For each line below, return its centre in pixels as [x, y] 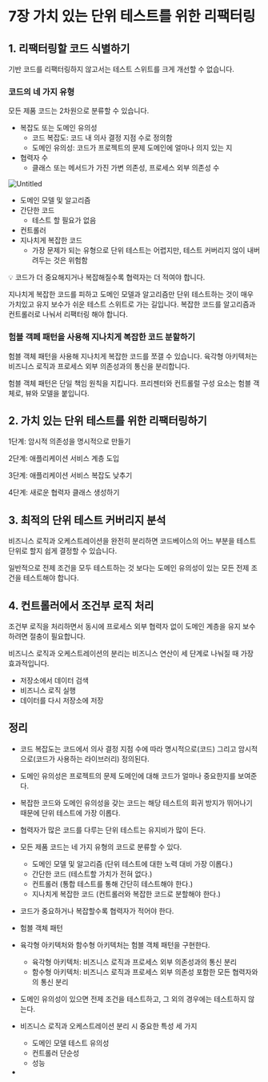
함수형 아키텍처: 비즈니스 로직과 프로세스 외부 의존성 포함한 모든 [131, 972]
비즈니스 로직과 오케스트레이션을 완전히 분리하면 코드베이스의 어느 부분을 [122, 541]
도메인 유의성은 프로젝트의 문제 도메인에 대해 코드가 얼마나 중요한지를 [128, 775]
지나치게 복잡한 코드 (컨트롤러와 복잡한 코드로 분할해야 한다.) [126, 894]
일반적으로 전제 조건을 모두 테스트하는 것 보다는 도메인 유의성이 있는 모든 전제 [129, 568]
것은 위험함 [70, 260]
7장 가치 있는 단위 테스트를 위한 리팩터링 [132, 16]
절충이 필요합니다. [57, 636]
